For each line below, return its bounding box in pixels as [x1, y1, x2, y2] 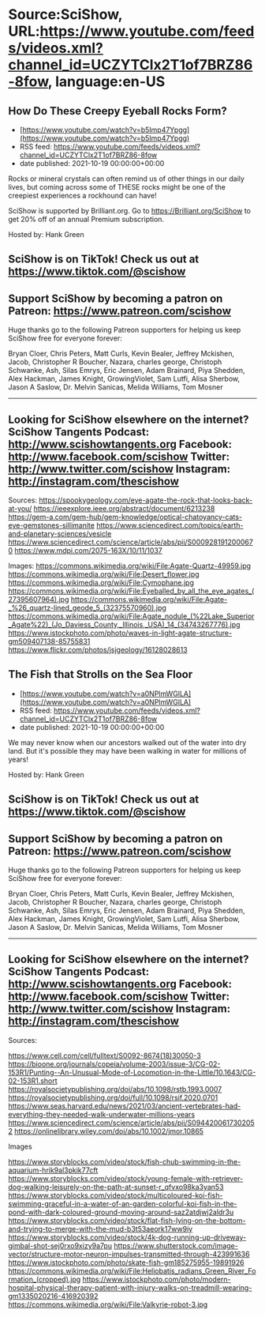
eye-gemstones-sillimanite [8, 521, 95, 530]
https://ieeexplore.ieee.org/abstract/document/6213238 [33, 504, 215, 514]
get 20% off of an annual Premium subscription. [8, 215, 164, 224]
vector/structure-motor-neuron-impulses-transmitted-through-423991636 [8, 1249, 250, 1259]
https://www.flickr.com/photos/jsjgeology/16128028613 [8, 645, 188, 655]
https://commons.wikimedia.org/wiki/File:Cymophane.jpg [8, 578, 195, 588]
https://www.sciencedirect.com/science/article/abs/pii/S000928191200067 [8, 537, 254, 547]
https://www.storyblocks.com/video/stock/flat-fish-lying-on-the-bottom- [8, 1215, 246, 1225]
